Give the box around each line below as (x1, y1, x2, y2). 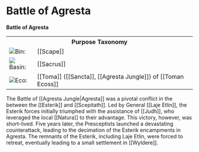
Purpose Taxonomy (71, 37, 128, 46)
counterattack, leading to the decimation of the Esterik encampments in (6, 126, 181, 134)
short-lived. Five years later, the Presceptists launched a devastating (6, 120, 174, 127)
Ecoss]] (37, 80, 59, 88)
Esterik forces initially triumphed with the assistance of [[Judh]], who (6, 108, 175, 115)
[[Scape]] (37, 47, 65, 56)
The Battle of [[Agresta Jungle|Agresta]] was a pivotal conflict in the (6, 95, 173, 102)
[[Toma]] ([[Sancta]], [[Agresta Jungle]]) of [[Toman (37, 72, 184, 80)
